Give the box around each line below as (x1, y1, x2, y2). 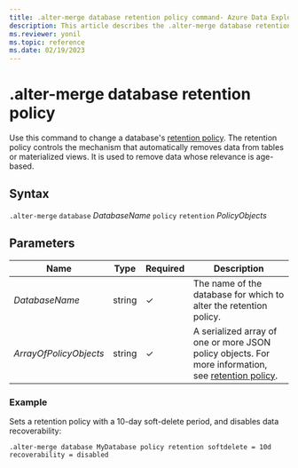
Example (9, 396, 48, 409)
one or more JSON (192, 336, 271, 348)
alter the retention (192, 299, 268, 312)
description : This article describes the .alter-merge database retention (9, 21, 292, 30)
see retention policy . (192, 369, 278, 382)
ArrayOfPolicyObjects (13, 347, 105, 360)
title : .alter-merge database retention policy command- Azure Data (9, 12, 268, 22)
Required (145, 262, 184, 274)
